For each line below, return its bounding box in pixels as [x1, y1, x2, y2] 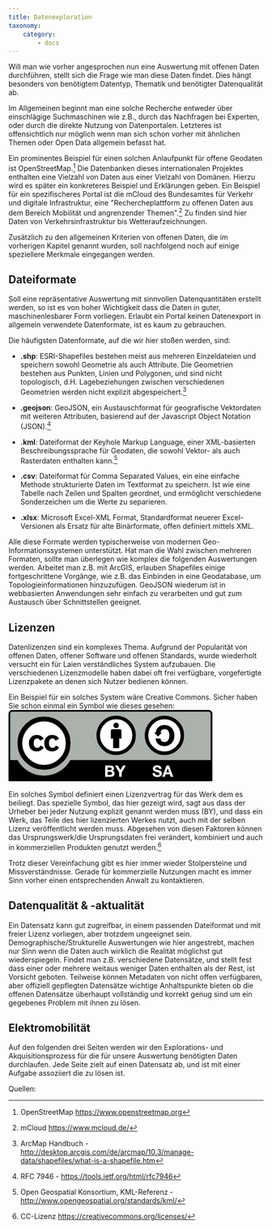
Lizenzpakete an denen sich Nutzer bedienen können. [8, 677, 189, 687]
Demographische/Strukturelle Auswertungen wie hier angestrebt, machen [8, 938, 255, 947]
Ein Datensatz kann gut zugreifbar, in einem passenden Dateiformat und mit [8, 920, 261, 930]
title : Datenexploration [8, 13, 92, 21]
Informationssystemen [8, 546, 83, 555]
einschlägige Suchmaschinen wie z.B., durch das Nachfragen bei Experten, [8, 112, 260, 121]
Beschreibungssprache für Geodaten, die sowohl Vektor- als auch [19, 445, 240, 455]
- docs [37, 39, 60, 47]
